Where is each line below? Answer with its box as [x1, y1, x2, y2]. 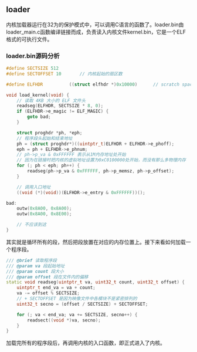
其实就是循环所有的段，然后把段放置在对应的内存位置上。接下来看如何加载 [6, 238, 186, 245]
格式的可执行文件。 [6, 35, 53, 43]
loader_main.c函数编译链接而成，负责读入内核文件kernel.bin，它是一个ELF [6, 28, 186, 35]
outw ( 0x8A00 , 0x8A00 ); [16, 205, 72, 212]
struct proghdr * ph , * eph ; [16, 130, 83, 136]
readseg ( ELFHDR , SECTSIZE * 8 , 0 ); [16, 103, 104, 109]
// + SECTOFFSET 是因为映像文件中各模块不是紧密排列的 [16, 296, 138, 302]
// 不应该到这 [16, 222, 47, 228]
